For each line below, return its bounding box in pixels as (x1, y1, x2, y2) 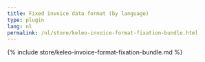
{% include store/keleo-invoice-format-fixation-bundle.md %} (7, 48, 183, 56)
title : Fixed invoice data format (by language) (7, 10, 149, 17)
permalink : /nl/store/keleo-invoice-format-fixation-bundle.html (7, 29, 198, 37)
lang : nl (7, 23, 32, 30)
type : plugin (7, 17, 45, 23)
